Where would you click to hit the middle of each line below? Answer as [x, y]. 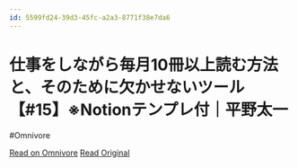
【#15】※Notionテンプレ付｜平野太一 [149, 110]
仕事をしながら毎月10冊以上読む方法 [144, 65]
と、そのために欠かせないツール [127, 87]
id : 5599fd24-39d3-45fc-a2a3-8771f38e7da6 [90, 18]
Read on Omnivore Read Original [70, 153]
